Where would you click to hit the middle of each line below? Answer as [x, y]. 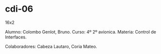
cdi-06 [19, 9]
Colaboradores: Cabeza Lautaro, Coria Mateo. [51, 46]
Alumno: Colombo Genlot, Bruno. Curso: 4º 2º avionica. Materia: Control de [81, 32]
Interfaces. [16, 37]
